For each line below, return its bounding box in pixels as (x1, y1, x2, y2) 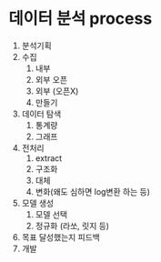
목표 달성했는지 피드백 (21, 231, 101, 242)
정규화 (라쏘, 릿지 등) (35, 220, 110, 231)
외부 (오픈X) (35, 86, 79, 96)
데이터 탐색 (21, 108, 62, 119)
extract (35, 152, 63, 164)
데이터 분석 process (8, 8, 153, 29)
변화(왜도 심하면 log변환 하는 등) (35, 186, 151, 196)
